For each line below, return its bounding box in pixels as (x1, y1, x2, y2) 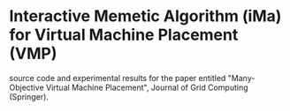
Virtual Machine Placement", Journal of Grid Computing (45, 82, 249, 92)
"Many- (227, 72, 256, 83)
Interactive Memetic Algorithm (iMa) (9, 6, 282, 26)
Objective (9, 82, 44, 92)
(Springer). (9, 91, 49, 102)
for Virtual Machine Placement (9, 25, 239, 45)
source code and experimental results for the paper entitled (9, 72, 226, 83)
